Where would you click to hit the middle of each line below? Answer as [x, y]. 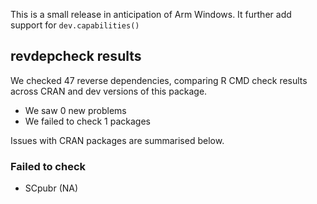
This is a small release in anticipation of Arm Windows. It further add [151, 14]
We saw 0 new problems [75, 110]
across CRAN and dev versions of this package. [109, 91]
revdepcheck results [76, 56]
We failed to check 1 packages [87, 121]
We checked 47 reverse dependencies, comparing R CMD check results [159, 80]
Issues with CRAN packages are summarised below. [117, 140]
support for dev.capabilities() [75, 25]
